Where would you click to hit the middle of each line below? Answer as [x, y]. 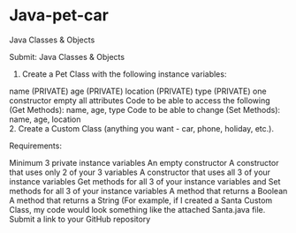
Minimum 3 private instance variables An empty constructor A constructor [144, 162]
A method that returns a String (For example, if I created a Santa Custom [141, 200]
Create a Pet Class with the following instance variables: [124, 74]
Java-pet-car [59, 15]
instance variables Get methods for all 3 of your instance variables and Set [145, 181]
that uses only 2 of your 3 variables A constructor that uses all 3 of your [140, 172]
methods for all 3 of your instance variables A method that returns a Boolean [148, 191]
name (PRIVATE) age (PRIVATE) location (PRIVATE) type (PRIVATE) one [138, 91]
